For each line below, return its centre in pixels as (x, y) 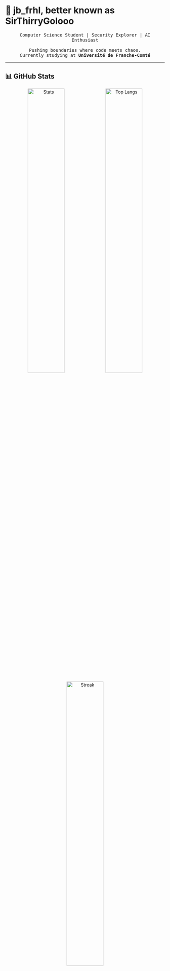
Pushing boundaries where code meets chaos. (85, 50)
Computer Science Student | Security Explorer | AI (85, 35)
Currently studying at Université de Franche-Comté (85, 55)
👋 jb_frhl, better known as (60, 10)
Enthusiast (85, 40)
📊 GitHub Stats (30, 76)
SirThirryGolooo (40, 21)
